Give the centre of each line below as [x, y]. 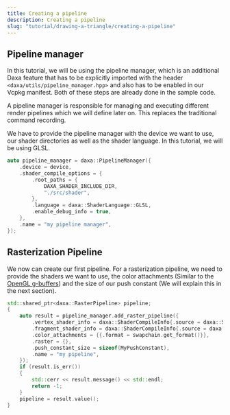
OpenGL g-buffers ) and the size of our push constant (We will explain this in [114, 283]
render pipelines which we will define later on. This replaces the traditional [112, 113]
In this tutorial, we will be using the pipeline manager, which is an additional [113, 71]
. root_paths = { [55, 180]
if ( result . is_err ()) [50, 367]
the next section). [32, 290]
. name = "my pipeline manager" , [65, 224]
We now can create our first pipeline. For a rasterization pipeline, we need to [115, 269]
